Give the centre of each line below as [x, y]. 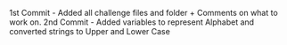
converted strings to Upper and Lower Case [90, 31]
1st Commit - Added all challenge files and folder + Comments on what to [143, 13]
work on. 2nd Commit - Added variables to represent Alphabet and [132, 22]
